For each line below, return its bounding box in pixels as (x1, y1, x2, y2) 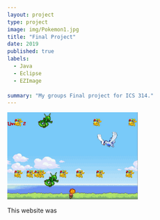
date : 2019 (7, 40, 39, 48)
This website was (7, 206, 58, 215)
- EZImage (13, 77, 42, 84)
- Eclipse (13, 70, 42, 77)
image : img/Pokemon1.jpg (7, 26, 79, 33)
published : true (7, 48, 54, 55)
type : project (7, 18, 49, 26)
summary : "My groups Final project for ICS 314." (7, 92, 154, 99)
